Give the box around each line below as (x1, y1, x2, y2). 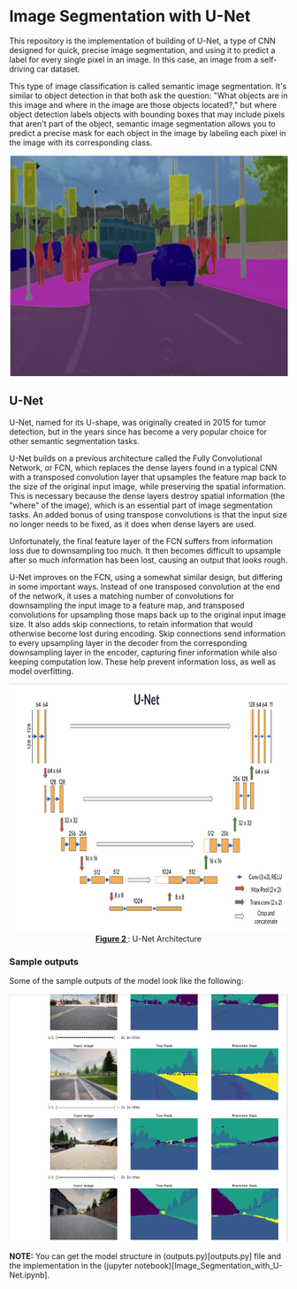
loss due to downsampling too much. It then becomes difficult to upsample (9, 545, 281, 556)
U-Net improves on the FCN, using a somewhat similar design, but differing (9, 572, 283, 582)
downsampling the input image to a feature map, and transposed (9, 600, 245, 610)
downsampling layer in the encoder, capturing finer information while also (9, 647, 278, 657)
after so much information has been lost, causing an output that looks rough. (9, 555, 288, 565)
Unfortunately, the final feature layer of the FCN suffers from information (9, 535, 273, 546)
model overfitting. (9, 665, 74, 676)
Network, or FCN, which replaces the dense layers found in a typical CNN (9, 462, 278, 472)
